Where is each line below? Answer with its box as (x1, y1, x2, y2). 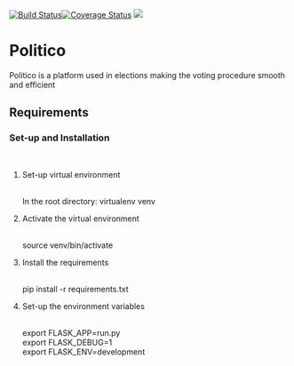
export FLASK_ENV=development (21, 346, 146, 357)
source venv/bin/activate (21, 240, 114, 251)
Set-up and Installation (9, 131, 110, 144)
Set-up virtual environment (21, 169, 121, 179)
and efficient (9, 79, 56, 90)
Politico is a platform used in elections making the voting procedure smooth (9, 69, 286, 80)
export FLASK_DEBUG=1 (21, 337, 113, 347)
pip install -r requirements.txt (21, 283, 129, 294)
